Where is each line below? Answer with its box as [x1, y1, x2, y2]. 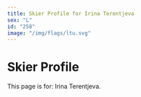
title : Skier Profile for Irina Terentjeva [7, 10, 135, 17]
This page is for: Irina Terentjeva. [7, 82, 102, 91]
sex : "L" [7, 17, 32, 24]
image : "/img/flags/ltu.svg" [7, 29, 91, 37]
